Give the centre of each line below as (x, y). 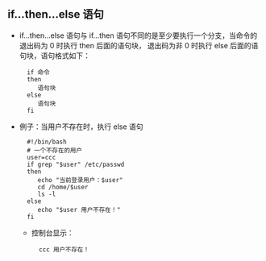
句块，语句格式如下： (54, 56)
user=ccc (42, 157)
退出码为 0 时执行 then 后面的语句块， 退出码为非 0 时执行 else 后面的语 (139, 45)
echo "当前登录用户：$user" (80, 180)
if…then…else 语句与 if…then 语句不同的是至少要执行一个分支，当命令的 (138, 35)
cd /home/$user (63, 187)
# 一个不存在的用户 (54, 150)
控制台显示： (52, 233)
